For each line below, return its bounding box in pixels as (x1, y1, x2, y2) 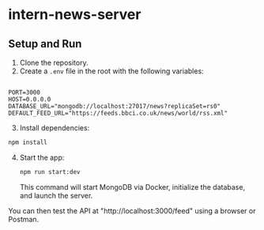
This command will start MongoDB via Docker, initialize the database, (19, 182, 246, 191)
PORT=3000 (8, 89, 41, 96)
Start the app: (19, 153, 65, 162)
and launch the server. (19, 190, 93, 200)
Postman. (8, 214, 40, 224)
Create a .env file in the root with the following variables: (19, 66, 204, 76)
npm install (8, 138, 47, 146)
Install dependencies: (19, 123, 90, 132)
